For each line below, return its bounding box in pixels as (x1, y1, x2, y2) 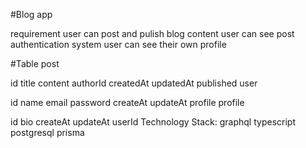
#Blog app (10, 9, 53, 20)
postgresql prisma (10, 127, 85, 138)
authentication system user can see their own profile (10, 39, 227, 50)
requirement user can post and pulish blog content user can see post (10, 28, 295, 39)
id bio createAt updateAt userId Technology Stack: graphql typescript (10, 116, 296, 128)
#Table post (10, 58, 60, 69)
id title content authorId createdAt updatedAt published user (10, 77, 258, 89)
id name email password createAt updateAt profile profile (10, 97, 245, 108)
